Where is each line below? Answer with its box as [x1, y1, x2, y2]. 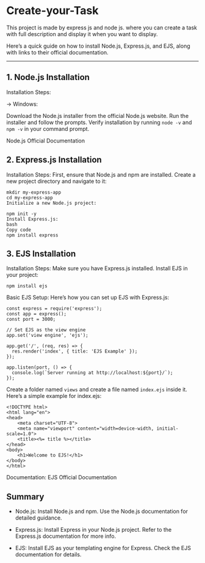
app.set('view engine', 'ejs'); [6, 333, 88, 339]
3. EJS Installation [6, 248, 76, 259]
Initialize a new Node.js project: [6, 200, 97, 206]
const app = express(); [6, 311, 67, 317]
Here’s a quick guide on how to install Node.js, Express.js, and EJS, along [6, 42, 190, 50]
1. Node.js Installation [6, 72, 90, 83]
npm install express [6, 232, 59, 238]
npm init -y [6, 210, 37, 217]
